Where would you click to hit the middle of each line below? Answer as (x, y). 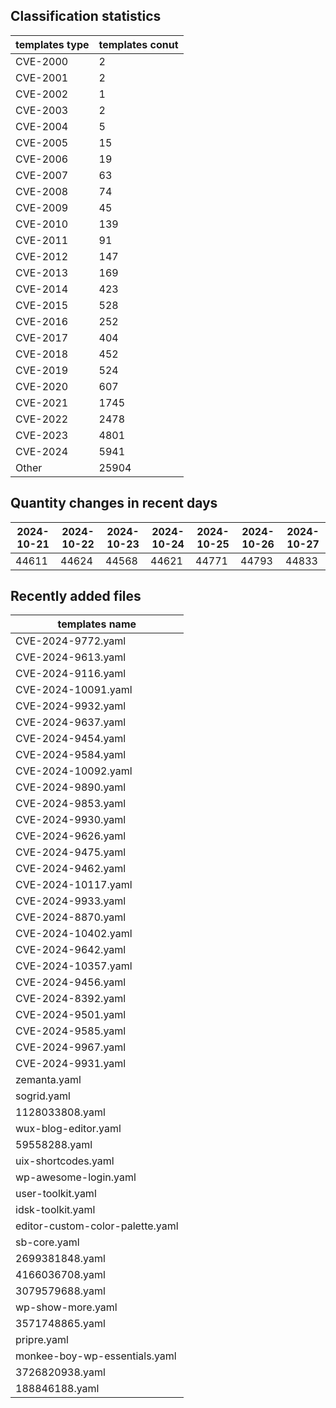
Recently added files (76, 596)
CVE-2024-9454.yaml (71, 739)
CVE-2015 (42, 305)
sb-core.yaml (47, 1242)
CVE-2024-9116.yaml (71, 674)
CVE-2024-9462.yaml (71, 869)
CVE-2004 (42, 126)
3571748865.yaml (60, 1324)
